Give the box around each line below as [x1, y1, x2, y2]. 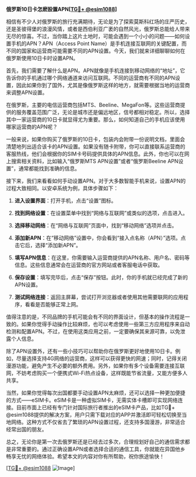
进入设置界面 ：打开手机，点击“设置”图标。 [14, 197, 117, 204]
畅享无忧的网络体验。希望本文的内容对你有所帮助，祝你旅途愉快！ [6, 453, 164, 459]
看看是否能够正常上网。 [24, 301, 82, 307]
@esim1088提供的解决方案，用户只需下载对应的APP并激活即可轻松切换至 [6, 412, 182, 418]
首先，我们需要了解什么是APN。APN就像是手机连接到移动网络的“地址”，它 [6, 67, 185, 74]
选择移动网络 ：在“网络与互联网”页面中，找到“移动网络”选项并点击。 [14, 222, 177, 229]
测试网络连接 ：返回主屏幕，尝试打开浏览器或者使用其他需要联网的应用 [14, 293, 184, 300]
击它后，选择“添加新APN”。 [14, 242, 82, 248]
